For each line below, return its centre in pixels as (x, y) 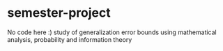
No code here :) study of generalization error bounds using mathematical (112, 32)
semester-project (59, 13)
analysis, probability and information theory (70, 39)
